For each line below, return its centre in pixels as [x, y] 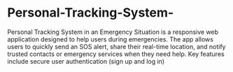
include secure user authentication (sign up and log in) [86, 61]
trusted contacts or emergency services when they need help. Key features [116, 54]
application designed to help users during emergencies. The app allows [110, 39]
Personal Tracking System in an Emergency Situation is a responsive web [113, 32]
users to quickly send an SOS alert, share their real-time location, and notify [116, 46]
